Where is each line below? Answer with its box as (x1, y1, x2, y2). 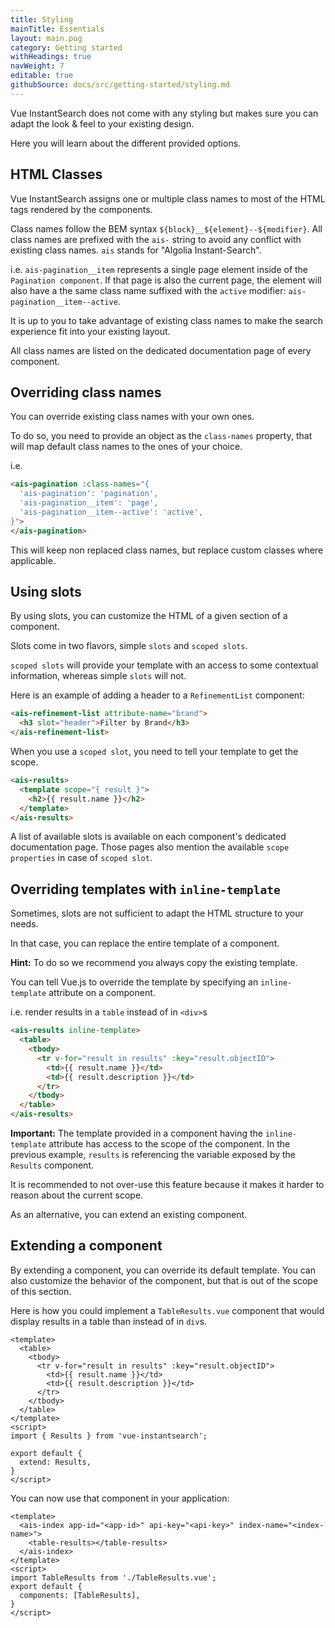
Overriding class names (10, 384, 162, 401)
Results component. (10, 1159, 95, 1171)
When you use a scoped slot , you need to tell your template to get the (10, 746, 299, 758)
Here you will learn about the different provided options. (10, 137, 242, 149)
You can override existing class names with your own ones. (10, 411, 255, 423)
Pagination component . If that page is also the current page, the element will (10, 274, 322, 286)
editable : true (10, 71, 74, 81)
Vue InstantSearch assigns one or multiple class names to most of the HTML (10, 192, 326, 205)
